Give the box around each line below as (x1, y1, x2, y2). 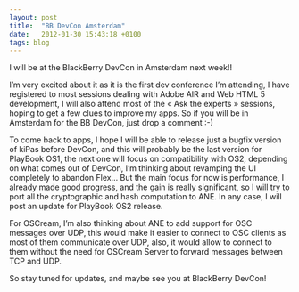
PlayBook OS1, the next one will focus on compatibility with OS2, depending (9, 153, 288, 165)
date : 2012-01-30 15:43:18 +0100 (9, 29, 142, 38)
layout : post (9, 12, 58, 22)
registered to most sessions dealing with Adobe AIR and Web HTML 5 (9, 89, 266, 100)
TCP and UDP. (9, 255, 62, 267)
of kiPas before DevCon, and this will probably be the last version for (9, 144, 262, 155)
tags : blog (9, 37, 50, 47)
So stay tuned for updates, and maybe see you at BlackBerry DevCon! (9, 273, 267, 284)
